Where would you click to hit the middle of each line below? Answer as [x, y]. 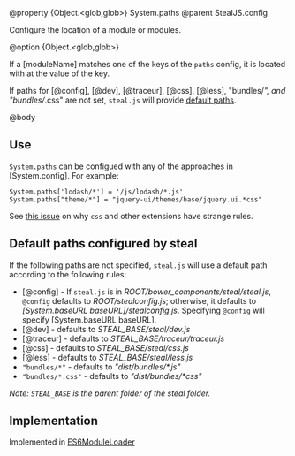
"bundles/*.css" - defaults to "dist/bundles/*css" [112, 376]
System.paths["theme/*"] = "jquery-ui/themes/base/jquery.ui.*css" [136, 199]
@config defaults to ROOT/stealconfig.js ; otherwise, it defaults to [139, 300]
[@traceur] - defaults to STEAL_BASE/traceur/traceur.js [123, 338]
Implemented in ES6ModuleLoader [72, 442]
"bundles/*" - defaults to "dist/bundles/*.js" [101, 367]
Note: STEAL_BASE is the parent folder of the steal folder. [110, 393]
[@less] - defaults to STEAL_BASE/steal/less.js [107, 357]
